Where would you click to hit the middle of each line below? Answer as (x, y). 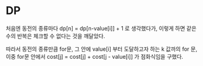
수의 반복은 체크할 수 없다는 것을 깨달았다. (55, 36)
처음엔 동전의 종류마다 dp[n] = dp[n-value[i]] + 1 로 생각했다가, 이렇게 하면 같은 (101, 28)
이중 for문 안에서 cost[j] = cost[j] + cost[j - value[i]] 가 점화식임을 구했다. (95, 56)
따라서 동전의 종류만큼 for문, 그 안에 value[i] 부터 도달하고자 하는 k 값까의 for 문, (102, 49)
